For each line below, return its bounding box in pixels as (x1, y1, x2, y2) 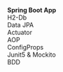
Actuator (7, 28, 33, 36)
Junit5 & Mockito (7, 50, 56, 59)
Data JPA (7, 21, 34, 29)
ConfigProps (7, 43, 44, 51)
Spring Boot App (7, 6, 57, 14)
